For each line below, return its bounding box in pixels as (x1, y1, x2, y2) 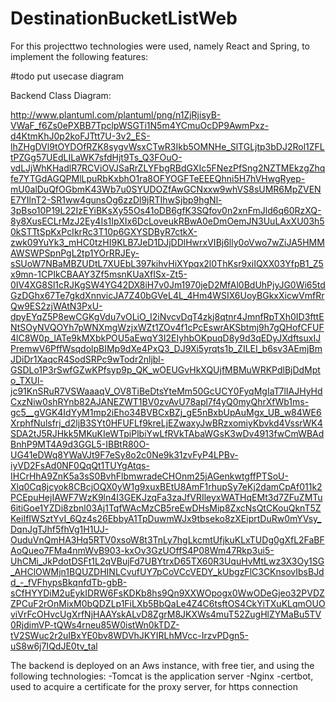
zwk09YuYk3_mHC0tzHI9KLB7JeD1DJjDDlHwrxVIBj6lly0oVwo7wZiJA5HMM (10, 236, 325, 248)
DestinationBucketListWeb (10, 7, 238, 30)
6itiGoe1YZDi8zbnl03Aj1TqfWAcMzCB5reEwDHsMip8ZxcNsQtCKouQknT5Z (10, 502, 322, 514)
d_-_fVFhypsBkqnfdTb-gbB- (10, 576, 128, 588)
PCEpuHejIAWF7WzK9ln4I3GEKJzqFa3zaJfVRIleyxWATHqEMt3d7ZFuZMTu (10, 491, 323, 503)
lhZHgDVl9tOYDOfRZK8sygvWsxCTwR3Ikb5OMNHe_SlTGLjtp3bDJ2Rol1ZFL (10, 140, 325, 152)
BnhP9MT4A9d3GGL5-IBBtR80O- (10, 438, 150, 450)
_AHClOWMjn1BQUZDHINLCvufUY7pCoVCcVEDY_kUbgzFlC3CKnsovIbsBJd (10, 565, 325, 577)
